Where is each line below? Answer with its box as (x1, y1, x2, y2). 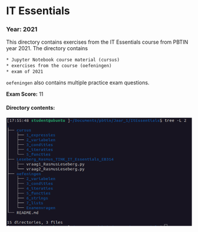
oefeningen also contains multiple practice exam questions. (6, 79, 150, 86)
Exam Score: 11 (6, 90, 44, 98)
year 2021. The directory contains (6, 45, 88, 52)
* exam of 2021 (6, 69, 44, 75)
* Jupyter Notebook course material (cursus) (6, 57, 120, 63)
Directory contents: (6, 104, 55, 112)
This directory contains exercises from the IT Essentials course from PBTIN (6, 38, 189, 45)
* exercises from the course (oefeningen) (6, 63, 112, 69)
